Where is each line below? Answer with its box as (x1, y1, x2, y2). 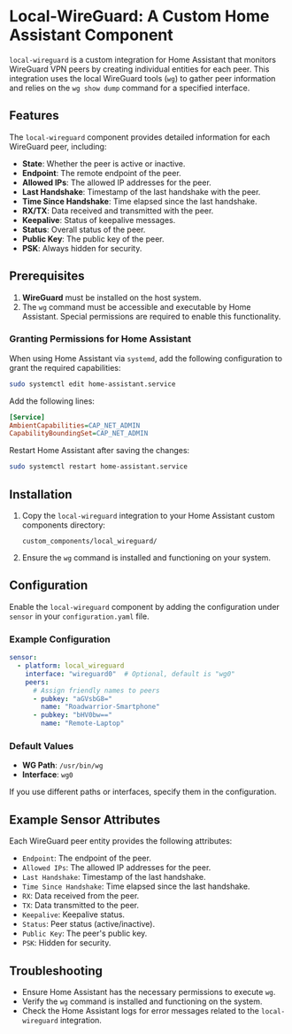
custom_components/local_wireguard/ (21, 537, 158, 546)
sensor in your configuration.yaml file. (9, 611, 150, 621)
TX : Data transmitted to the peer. (21, 900, 140, 911)
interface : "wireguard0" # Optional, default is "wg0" (25, 669, 236, 678)
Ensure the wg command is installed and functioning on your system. (21, 552, 272, 563)
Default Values (9, 739, 74, 752)
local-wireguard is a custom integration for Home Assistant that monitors (9, 54, 277, 65)
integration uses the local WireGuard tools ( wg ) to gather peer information (9, 73, 276, 83)
